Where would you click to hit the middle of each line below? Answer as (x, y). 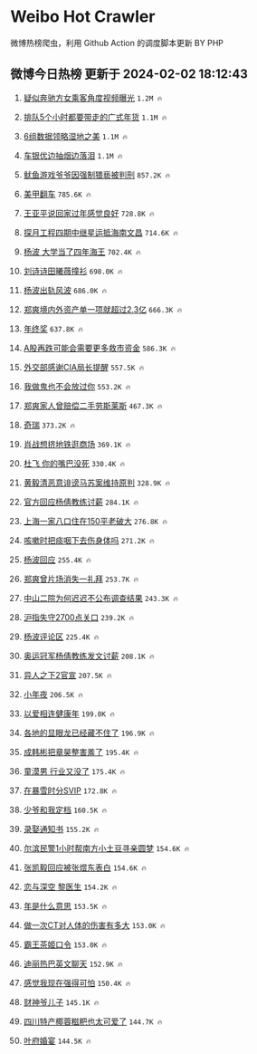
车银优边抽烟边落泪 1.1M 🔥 (73, 155)
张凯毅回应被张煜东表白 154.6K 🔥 (85, 867)
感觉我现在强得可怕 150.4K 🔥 (77, 982)
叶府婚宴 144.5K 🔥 (57, 1040)
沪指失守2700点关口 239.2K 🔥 (79, 617)
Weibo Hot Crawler (83, 17)
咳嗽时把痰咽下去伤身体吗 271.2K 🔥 (89, 540)
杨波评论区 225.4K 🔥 (61, 637)
